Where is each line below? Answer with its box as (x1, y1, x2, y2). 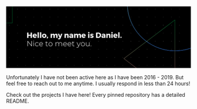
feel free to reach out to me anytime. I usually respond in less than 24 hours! (6, 80, 191, 87)
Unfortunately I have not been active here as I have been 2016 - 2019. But (6, 73, 184, 80)
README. (6, 97, 29, 104)
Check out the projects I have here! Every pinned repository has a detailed (6, 91, 186, 98)
